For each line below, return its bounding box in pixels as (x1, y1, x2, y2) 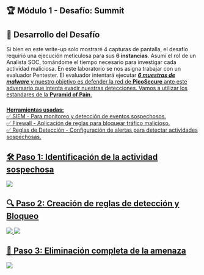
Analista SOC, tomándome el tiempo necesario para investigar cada (6, 59, 177, 66)
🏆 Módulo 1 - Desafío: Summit (6, 5, 125, 16)
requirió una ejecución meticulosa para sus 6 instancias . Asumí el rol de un (6, 52, 197, 60)
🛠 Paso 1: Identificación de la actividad (6, 152, 158, 162)
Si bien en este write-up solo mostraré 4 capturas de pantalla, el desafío (6, 46, 188, 53)
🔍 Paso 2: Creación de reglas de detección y (6, 198, 180, 209)
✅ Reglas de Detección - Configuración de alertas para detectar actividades (6, 126, 199, 134)
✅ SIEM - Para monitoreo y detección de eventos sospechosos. (6, 113, 167, 120)
